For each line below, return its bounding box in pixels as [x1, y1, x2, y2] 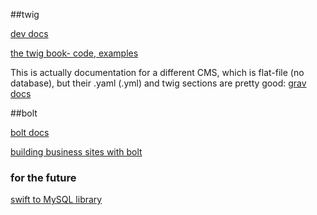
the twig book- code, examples [10, 47, 139, 59]
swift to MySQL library [10, 194, 103, 206]
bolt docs [10, 127, 50, 138]
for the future [10, 170, 77, 184]
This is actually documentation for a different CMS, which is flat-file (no [10, 67, 305, 78]
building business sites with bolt [10, 146, 143, 158]
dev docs [10, 28, 49, 39]
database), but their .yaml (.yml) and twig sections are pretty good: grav [10, 77, 307, 89]
